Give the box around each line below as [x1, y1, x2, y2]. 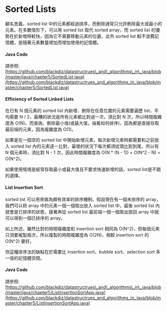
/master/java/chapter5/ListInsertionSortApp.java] [5, 289, 106, 295]
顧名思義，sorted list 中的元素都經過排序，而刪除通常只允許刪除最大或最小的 [5, 20, 163, 26]
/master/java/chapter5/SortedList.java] [5, 74, 85, 80]
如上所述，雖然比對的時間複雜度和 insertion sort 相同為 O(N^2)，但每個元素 [5, 225, 160, 231]
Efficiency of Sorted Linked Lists [5, 96, 74, 102]
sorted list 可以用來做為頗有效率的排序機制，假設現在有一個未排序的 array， [5, 196, 161, 202]
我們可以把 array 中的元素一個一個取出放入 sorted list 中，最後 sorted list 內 [5, 202, 161, 208]
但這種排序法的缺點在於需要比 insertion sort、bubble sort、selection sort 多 [5, 248, 161, 254]
